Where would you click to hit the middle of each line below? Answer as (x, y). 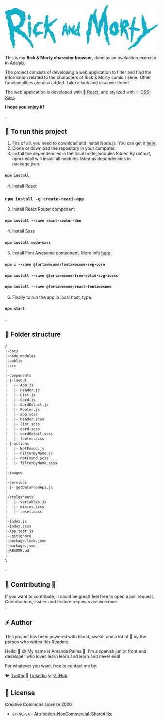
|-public (14, 361)
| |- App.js (19, 385)
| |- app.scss (21, 414)
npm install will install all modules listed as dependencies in (71, 159)
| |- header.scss (25, 419)
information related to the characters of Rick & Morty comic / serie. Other (78, 77)
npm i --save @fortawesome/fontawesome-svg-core (55, 264)
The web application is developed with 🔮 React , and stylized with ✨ (72, 92)
